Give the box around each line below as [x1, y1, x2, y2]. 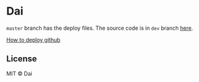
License [6, 53, 37, 64]
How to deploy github [6, 36, 61, 43]
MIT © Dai [6, 70, 32, 77]
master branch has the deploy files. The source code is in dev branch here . [6, 24, 194, 32]
